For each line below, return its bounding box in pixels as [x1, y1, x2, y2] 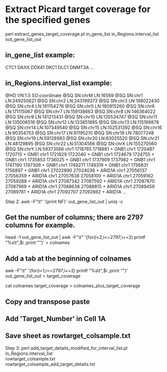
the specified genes [5, 14, 91, 26]
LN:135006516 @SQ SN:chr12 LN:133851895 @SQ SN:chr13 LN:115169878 [5, 119, 159, 125]
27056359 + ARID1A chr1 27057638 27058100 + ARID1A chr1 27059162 [5, 172, 154, 178]
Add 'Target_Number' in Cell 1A [5, 314, 106, 323]
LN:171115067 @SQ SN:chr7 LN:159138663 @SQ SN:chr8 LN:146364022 [5, 108, 156, 114]
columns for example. [5, 221, 76, 229]
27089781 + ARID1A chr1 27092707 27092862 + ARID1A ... [5, 189, 127, 195]
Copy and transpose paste [5, 297, 90, 306]
